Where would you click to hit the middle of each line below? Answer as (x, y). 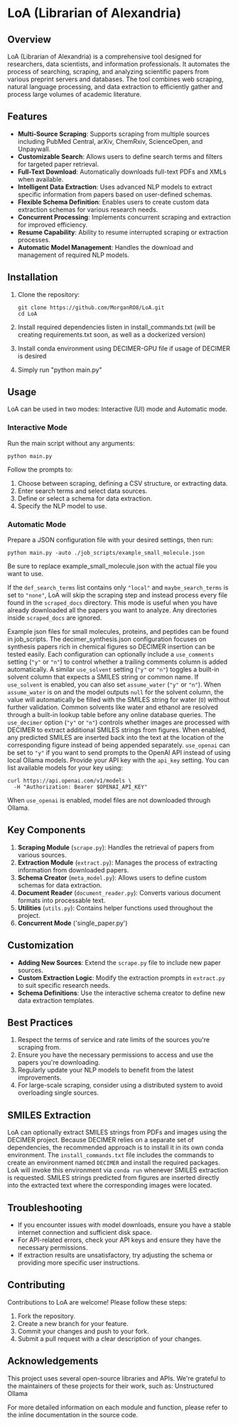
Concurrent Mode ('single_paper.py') (72, 923)
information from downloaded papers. (73, 870)
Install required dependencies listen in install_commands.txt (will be (117, 327)
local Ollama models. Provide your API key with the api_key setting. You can (118, 761)
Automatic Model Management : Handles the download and (106, 247)
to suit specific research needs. (64, 985)
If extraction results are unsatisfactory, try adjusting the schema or (115, 1256)
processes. (34, 239)
